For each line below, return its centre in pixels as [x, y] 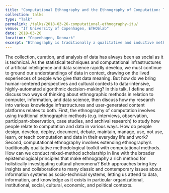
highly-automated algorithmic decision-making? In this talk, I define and [79, 89]
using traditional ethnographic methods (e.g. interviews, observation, [77, 116]
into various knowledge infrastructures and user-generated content [75, 105]
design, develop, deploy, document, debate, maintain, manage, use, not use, [84, 132]
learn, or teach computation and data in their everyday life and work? [77, 137]
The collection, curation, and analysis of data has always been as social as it [84, 57]
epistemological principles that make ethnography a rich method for [75, 158]
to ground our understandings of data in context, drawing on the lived [77, 73]
